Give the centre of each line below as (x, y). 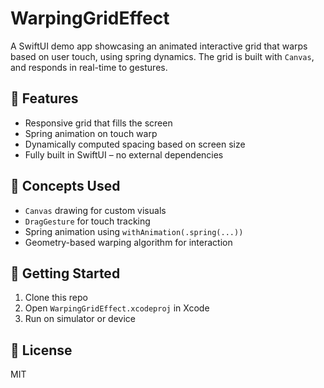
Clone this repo (56, 298)
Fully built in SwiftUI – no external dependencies (124, 154)
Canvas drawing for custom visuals (95, 210)
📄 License (41, 350)
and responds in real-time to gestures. (89, 67)
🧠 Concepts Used (65, 186)
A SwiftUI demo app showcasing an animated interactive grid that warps (159, 46)
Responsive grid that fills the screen (98, 123)
